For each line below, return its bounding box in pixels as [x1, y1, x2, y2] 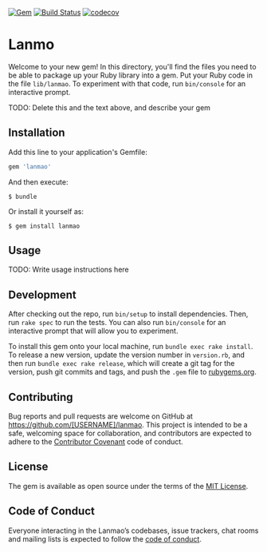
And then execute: [8, 177, 69, 187]
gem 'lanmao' [8, 162, 52, 171]
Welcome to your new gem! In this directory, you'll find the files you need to [8, 62, 257, 71]
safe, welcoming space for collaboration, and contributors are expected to [8, 428, 253, 439]
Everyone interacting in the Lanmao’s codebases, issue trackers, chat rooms [8, 526, 259, 535]
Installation [8, 126, 65, 140]
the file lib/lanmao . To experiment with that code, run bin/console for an [8, 78, 246, 88]
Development [8, 288, 77, 301]
